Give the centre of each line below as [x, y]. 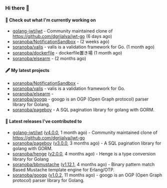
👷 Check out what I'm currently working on [50, 20]
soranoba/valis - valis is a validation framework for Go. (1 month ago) [83, 47]
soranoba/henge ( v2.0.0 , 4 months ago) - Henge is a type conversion [84, 153]
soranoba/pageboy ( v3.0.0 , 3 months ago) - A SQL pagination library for [87, 143]
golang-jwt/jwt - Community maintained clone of [62, 31]
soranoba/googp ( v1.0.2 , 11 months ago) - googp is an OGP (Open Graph [87, 175]
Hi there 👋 [17, 8]
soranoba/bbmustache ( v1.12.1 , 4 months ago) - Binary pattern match [83, 164]
